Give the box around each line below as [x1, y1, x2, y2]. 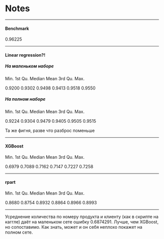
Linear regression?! [5, 52, 45, 58]
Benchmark [5, 25, 29, 31]
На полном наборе [5, 96, 45, 102]
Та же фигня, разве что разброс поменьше [5, 128, 95, 133]
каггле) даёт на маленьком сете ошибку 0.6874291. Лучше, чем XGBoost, [5, 219, 159, 225]
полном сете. [5, 229, 33, 235]
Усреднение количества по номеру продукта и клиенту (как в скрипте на [5, 214, 159, 220]
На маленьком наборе [5, 63, 54, 69]
